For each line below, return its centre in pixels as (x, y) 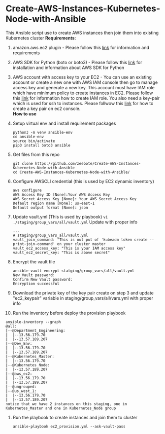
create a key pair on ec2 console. (47, 108)
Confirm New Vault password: (43, 279)
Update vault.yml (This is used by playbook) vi (60, 217)
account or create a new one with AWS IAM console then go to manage (85, 82)
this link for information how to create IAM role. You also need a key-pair (86, 98)
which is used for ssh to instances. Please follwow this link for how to (83, 103)
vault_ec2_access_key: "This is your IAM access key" (69, 248)
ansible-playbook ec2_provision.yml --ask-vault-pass (69, 426)
